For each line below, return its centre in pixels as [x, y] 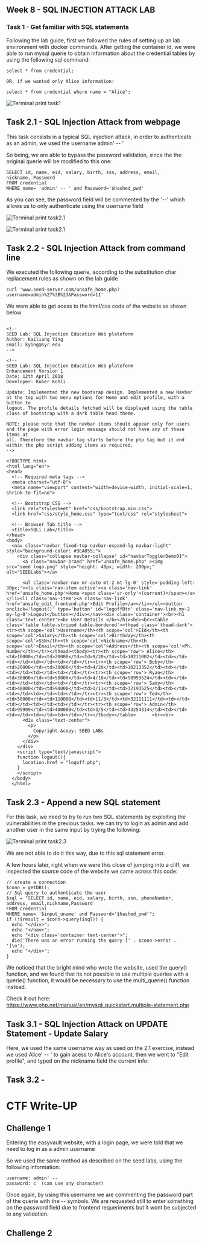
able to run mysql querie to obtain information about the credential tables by [101, 53]
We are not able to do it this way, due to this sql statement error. [86, 853]
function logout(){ [42, 757]
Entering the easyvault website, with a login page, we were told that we [95, 1142]
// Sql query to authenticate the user [56, 893]
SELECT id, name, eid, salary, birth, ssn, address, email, [84, 172]
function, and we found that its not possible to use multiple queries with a [97, 974]
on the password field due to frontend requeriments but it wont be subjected [101, 1208]
